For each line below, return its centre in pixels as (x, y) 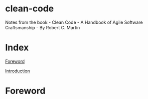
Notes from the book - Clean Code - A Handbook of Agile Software (74, 22)
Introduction (18, 71)
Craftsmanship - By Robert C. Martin (43, 27)
